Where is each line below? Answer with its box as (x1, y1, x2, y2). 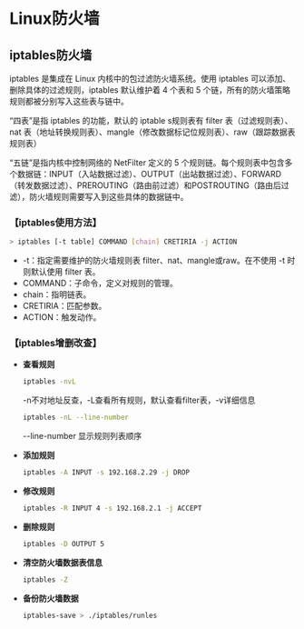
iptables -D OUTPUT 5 (22, 539, 105, 548)
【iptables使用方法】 (9, 215, 103, 228)
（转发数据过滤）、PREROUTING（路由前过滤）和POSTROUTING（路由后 (9, 180, 281, 191)
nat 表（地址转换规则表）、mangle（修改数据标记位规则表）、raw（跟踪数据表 (9, 126, 296, 137)
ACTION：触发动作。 (22, 312, 102, 323)
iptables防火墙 (9, 47, 93, 63)
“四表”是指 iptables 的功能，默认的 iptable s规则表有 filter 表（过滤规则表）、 (9, 115, 293, 125)
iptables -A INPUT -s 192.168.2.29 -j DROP (22, 468, 191, 477)
